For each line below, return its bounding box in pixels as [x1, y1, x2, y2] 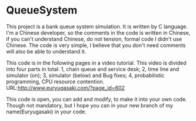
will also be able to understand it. [6, 48, 87, 55]
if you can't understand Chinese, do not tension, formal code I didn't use [6, 35, 182, 42]
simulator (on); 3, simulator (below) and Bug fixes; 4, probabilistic [6, 72, 165, 79]
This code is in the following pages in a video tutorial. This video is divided [6, 59, 187, 66]
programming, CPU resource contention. [6, 78, 105, 85]
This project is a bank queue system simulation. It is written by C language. [6, 23, 188, 30]
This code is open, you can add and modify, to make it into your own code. [6, 95, 187, 103]
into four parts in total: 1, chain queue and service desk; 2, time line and [6, 65, 180, 72]
